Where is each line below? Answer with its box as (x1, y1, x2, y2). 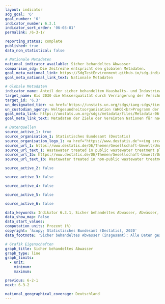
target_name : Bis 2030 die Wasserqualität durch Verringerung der (5, 93, 144, 98)
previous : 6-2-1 (5, 278, 38, 283)
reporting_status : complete (5, 39, 63, 44)
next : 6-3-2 (5, 282, 29, 287)
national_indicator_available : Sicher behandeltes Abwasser (5, 61, 131, 66)
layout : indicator (5, 7, 43, 12)
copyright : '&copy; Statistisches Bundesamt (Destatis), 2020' (5, 228, 137, 233)
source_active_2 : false (5, 166, 54, 171)
